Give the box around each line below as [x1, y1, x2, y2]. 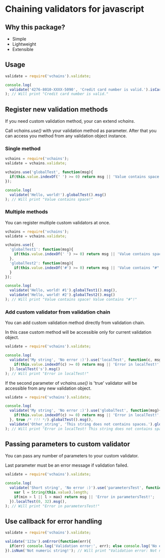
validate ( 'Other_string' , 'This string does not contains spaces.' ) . [9, 422, 155, 426]
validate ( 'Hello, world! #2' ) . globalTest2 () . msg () [9, 292, 115, 297]
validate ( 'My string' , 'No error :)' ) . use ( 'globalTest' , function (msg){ [9, 408, 162, 413]
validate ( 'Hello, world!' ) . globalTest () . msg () [9, 192, 107, 197]
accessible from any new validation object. [5, 385, 92, 391]
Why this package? [5, 23, 65, 31]
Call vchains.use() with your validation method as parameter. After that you [5, 128, 157, 133]
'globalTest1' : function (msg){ [9, 247, 74, 252]
